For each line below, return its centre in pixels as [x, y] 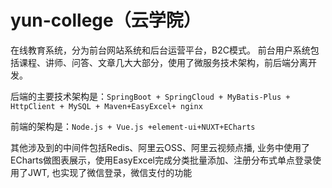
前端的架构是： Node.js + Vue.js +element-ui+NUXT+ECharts [133, 126]
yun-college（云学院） [106, 20]
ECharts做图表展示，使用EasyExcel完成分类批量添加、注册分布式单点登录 [161, 160]
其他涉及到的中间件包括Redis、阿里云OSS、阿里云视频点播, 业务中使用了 [160, 147]
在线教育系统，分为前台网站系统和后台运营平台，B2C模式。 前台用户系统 [160, 50]
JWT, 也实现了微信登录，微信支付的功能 [110, 172]
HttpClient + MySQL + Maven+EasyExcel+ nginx [106, 106]
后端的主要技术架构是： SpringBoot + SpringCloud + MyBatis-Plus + [150, 96]
